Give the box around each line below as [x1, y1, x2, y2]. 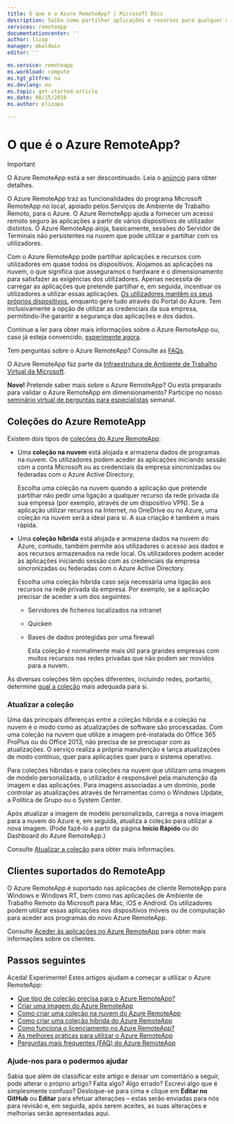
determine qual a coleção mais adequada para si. [7, 682, 148, 690]
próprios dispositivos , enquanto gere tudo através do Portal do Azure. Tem [7, 297, 221, 305]
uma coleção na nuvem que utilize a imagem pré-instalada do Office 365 [7, 730, 217, 739]
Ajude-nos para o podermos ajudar [7, 1056, 129, 1065]
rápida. [17, 521, 38, 529]
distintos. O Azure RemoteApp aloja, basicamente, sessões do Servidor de [7, 224, 221, 232]
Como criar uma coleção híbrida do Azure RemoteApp [17, 1016, 173, 1025]
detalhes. [7, 181, 34, 189]
